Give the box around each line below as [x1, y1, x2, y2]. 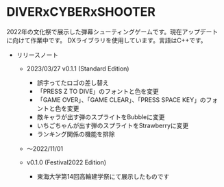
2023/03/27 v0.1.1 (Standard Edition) [26, 64, 129, 73]
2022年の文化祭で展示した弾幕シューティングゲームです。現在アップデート [6, 27, 219, 36]
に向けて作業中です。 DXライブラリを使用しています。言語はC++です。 [6, 36, 207, 45]
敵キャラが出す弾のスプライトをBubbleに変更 [36, 112, 165, 121]
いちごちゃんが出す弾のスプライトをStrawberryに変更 [36, 121, 189, 129]
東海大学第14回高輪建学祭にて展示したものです [36, 172, 170, 180]
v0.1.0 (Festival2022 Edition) [26, 158, 107, 166]
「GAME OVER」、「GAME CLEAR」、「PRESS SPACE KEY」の [36, 95, 206, 103]
